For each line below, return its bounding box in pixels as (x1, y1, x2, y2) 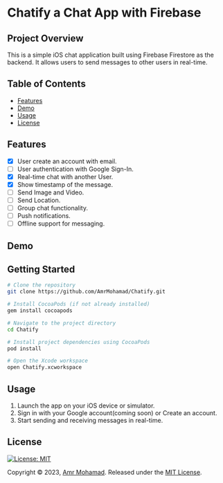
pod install (7, 345, 42, 352)
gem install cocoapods (7, 307, 73, 314)
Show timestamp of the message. (17, 180, 113, 188)
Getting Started (7, 263, 75, 275)
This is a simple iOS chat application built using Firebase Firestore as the (7, 51, 215, 59)
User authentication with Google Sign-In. (17, 165, 134, 173)
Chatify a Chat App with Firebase (7, 5, 202, 21)
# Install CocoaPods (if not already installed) (7, 301, 150, 308)
